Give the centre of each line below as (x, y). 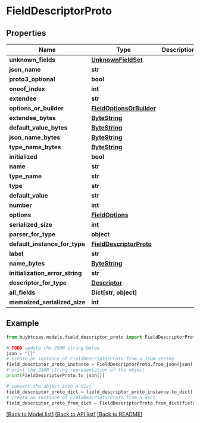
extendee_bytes (33, 118)
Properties (26, 33)
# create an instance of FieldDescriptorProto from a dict (81, 397)
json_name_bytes (35, 137)
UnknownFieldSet (117, 60)
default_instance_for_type (47, 244)
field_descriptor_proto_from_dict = (51, 403)
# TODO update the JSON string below (53, 348)
